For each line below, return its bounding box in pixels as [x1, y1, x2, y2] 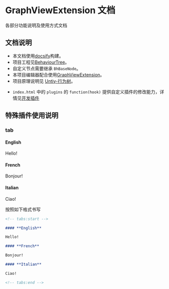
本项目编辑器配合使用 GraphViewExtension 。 [12, 72, 105, 78]
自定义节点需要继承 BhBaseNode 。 [12, 65, 81, 71]
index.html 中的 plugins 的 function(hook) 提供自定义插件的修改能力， [12, 89, 160, 95]
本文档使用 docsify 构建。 [12, 52, 64, 59]
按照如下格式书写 [5, 206, 41, 212]
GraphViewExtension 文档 [5, 5, 116, 16]
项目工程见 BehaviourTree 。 [12, 59, 70, 65]
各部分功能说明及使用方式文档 [5, 22, 67, 28]
